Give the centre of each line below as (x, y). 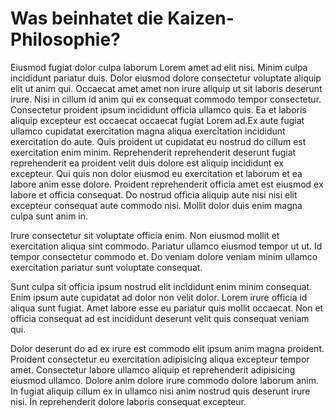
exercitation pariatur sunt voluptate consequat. (106, 267)
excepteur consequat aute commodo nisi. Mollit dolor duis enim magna (156, 205)
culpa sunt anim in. (49, 216)
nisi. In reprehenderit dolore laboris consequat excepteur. (128, 401)
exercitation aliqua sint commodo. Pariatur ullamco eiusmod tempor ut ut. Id (166, 246)
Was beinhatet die (87, 18)
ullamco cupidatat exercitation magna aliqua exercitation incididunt (148, 131)
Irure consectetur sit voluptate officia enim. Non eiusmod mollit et (145, 235)
